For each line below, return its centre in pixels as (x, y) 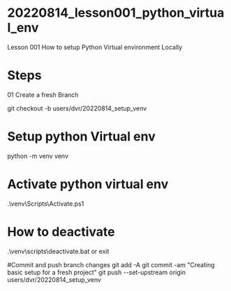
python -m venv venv (38, 156)
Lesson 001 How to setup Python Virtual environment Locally (95, 47)
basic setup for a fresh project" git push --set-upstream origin (97, 272)
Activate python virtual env (88, 184)
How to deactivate (61, 232)
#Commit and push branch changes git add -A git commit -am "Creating (111, 264)
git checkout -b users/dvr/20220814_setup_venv (77, 108)
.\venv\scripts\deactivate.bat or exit (58, 251)
